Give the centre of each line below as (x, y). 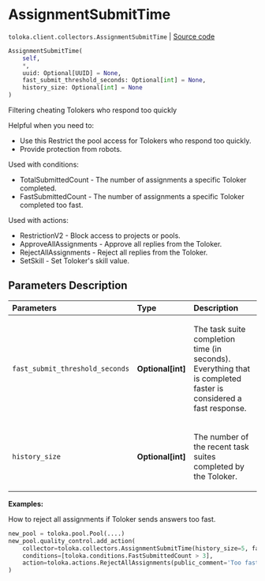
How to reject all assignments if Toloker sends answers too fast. (112, 519)
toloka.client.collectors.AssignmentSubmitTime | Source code (112, 36)
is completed (218, 379)
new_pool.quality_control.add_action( (72, 541)
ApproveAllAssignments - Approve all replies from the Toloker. (121, 244)
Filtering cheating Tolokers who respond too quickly (93, 110)
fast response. (220, 408)
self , (32, 58)
